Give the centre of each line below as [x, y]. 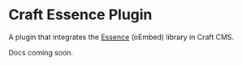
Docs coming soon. [41, 52]
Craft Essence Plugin [80, 15]
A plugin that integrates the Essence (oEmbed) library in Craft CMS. [121, 37]
